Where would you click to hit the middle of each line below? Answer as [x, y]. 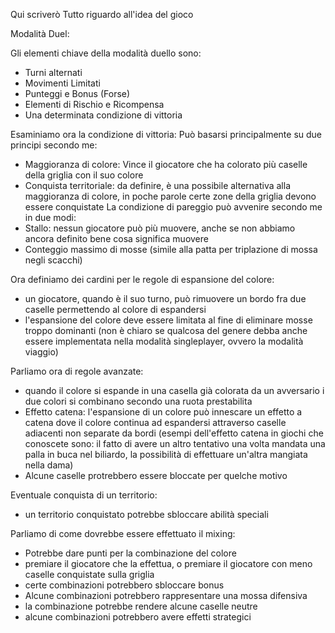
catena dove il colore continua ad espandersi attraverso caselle [155, 422]
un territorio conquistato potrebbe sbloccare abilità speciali [146, 514]
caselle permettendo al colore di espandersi [115, 309]
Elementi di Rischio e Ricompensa [94, 104]
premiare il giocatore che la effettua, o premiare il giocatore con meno [168, 563]
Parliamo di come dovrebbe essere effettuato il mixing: [123, 533]
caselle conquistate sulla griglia [89, 574]
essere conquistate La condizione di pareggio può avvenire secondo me [173, 207]
